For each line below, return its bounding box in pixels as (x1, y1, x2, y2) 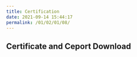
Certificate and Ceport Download (6, 41, 132, 51)
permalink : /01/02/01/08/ (6, 19, 70, 25)
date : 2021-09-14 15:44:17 (6, 14, 73, 20)
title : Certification (6, 8, 60, 15)
